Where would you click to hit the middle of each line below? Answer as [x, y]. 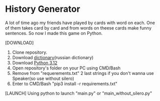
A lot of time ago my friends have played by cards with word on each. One [80, 23]
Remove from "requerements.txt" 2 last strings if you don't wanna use [83, 73]
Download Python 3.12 [35, 63]
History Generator [43, 9]
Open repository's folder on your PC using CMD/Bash [66, 68]
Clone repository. [30, 52]
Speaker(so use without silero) [43, 78]
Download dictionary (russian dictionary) [53, 57]
